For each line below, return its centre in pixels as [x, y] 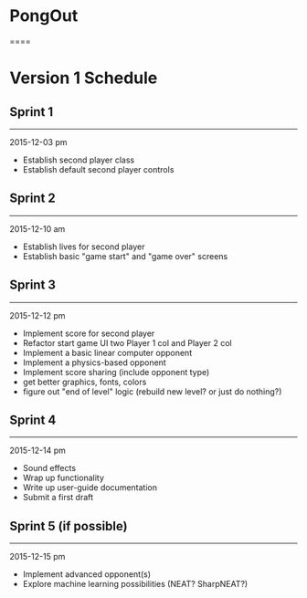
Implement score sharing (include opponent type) [116, 372]
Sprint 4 [33, 420]
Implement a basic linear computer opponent [107, 352]
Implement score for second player [89, 333]
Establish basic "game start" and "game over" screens [125, 256]
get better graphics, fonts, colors [85, 382]
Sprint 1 [32, 112]
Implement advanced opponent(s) [87, 574]
